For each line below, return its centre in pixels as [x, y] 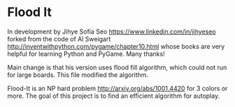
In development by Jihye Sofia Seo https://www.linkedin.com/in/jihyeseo [112, 31]
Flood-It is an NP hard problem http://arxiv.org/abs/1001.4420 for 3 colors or [117, 88]
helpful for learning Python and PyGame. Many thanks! [86, 54]
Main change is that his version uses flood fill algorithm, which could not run [117, 67]
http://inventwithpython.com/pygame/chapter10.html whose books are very [116, 46]
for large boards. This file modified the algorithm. [78, 75]
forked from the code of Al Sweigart [59, 38]
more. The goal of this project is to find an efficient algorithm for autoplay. [114, 96]
